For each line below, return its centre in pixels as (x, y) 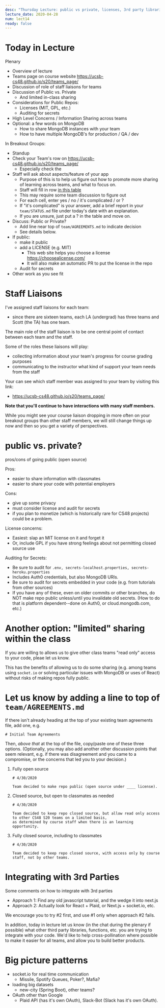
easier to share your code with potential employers (64, 484)
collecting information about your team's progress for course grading (82, 356)
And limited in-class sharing (48, 97)
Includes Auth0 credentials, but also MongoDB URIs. (65, 577)
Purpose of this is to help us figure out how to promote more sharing (89, 179)
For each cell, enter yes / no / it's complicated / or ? (72, 200)
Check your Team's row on (40, 158)
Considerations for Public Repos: (45, 103)
